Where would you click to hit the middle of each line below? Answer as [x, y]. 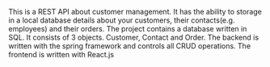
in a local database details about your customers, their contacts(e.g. [122, 20]
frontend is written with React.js [61, 54]
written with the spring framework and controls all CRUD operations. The [130, 46]
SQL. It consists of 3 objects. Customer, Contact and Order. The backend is [134, 37]
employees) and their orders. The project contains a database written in [128, 29]
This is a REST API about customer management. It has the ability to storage [135, 12]
